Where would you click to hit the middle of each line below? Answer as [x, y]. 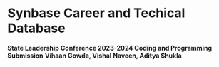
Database [36, 28]
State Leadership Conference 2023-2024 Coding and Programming [110, 48]
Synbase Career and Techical [96, 13]
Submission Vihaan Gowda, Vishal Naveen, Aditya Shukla [95, 56]
